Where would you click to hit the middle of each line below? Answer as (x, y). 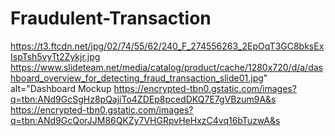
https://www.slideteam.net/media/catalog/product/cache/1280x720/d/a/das (166, 67)
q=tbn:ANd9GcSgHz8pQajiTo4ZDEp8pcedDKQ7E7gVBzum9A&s (143, 99)
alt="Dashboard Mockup (61, 88)
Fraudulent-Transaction (111, 18)
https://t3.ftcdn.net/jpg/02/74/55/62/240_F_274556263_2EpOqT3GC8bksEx (167, 46)
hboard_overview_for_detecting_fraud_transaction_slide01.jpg (137, 78)
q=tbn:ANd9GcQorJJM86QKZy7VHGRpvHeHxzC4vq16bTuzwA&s (145, 120)
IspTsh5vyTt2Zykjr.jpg (55, 56)
